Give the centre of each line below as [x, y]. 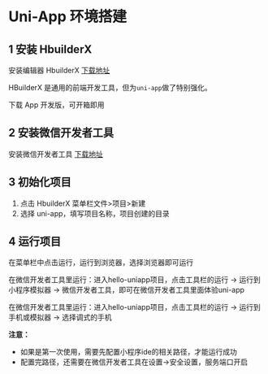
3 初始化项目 [40, 183]
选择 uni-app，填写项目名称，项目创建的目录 [95, 213]
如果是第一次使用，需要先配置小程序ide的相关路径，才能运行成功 [128, 352]
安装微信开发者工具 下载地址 [56, 154]
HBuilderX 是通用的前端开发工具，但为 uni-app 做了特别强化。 [110, 87]
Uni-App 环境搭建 [68, 17]
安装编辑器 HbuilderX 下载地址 [59, 70]
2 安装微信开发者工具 [61, 133]
